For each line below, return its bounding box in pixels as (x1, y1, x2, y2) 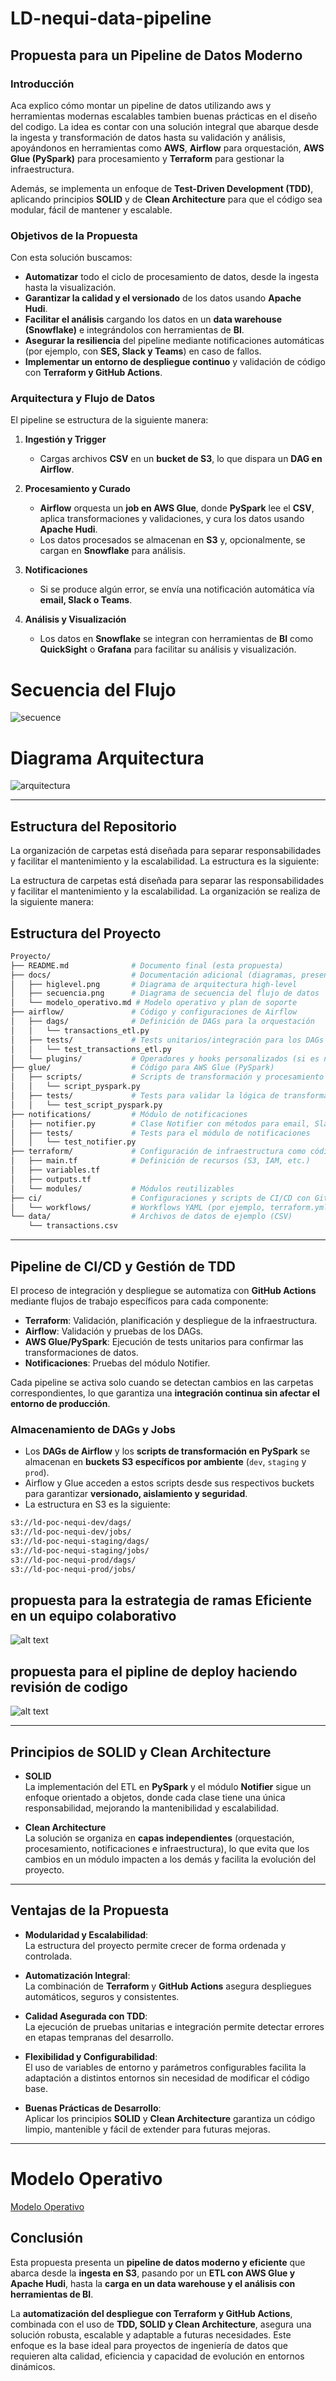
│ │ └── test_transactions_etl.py (10, 1044, 172, 1054)
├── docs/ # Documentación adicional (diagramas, (10, 970, 298, 980)
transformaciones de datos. (24, 1347, 139, 1359)
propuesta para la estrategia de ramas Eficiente (10, 1592, 313, 1609)
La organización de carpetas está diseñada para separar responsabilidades (10, 845, 322, 857)
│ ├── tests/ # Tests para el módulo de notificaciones (10, 1128, 311, 1138)
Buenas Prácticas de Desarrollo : (24, 2102, 162, 2114)
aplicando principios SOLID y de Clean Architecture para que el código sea (10, 193, 323, 205)
